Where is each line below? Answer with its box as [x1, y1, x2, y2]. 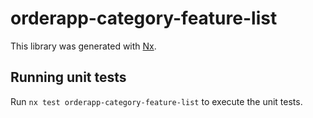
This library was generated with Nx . [10, 40, 157, 52]
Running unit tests [10, 69, 127, 86]
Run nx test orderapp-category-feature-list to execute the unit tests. [10, 95, 303, 107]
